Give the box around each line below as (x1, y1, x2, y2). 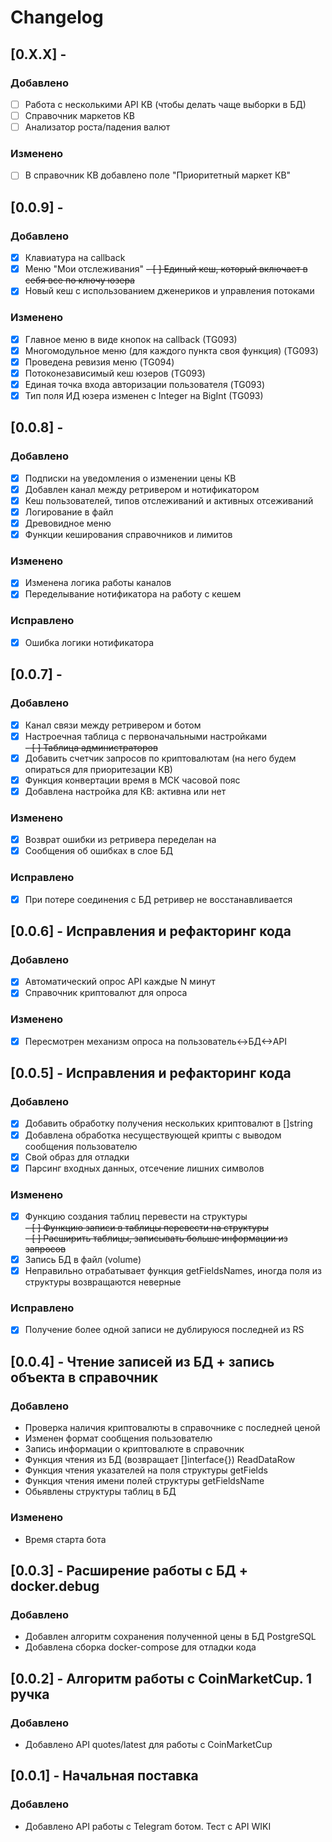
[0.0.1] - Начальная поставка (10, 1767, 199, 1785)
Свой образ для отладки (24, 1151, 130, 1163)
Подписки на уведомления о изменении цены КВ (24, 472, 237, 484)
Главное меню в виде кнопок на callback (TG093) (24, 333, 238, 345)
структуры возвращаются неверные (24, 1276, 182, 1288)
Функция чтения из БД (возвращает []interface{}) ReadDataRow (24, 1454, 296, 1466)
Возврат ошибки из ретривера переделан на (24, 834, 217, 846)
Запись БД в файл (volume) (24, 1254, 142, 1266)
